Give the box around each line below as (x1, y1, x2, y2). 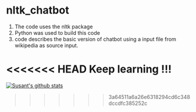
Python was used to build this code (14, 29, 100, 36)
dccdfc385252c (108, 100, 148, 107)
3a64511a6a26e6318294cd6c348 (108, 93, 190, 100)
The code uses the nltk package (14, 23, 93, 30)
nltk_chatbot (6, 4, 69, 17)
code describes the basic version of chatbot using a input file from (14, 35, 177, 42)
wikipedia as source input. (14, 42, 78, 49)
